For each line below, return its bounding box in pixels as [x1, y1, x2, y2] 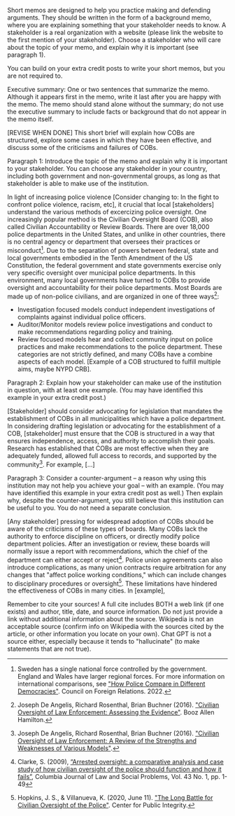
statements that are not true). [7, 644, 92, 654]
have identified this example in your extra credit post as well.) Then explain [7, 488, 223, 497]
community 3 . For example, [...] [7, 459, 96, 469]
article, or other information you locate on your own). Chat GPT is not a [7, 630, 212, 638]
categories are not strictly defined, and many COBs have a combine [17, 350, 213, 359]
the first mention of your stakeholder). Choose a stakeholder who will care [7, 36, 222, 44]
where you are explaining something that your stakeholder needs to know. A [7, 21, 227, 29]
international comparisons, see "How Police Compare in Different [17, 679, 206, 689]
